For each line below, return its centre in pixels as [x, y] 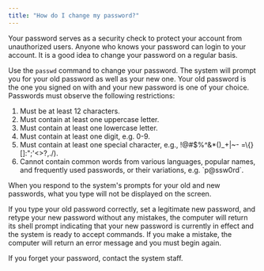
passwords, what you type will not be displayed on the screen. [110, 193]
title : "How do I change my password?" [74, 15]
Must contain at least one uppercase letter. [89, 119]
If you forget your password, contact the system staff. [96, 258]
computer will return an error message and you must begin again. [115, 242]
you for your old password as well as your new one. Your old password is [127, 78]
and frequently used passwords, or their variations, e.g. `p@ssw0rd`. [132, 170]
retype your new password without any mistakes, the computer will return [128, 217]
